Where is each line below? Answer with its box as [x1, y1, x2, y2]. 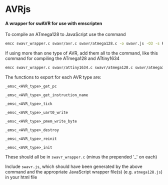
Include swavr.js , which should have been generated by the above [5, 163, 142, 169]
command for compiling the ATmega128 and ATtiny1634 [5, 55, 120, 61]
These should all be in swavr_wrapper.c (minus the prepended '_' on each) [5, 154, 157, 160]
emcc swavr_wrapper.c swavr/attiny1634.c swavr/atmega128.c [5, 65, 133, 70]
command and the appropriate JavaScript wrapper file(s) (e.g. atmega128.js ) [5, 169, 163, 175]
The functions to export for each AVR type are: [5, 74, 101, 80]
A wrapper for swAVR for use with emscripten [5, 20, 102, 26]
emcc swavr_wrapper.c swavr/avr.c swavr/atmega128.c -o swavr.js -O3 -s [5, 41, 160, 46]
